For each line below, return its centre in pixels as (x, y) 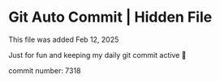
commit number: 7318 (45, 70)
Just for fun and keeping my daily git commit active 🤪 (97, 55)
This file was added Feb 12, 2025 (64, 39)
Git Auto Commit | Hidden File (110, 17)
